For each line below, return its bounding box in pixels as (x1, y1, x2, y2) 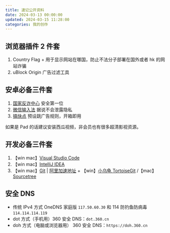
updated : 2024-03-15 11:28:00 (5, 17, 70, 22)
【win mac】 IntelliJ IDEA (12, 161, 65, 167)
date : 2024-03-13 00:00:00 (5, 12, 63, 17)
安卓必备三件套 (5, 85, 53, 95)
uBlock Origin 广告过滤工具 (12, 69, 70, 76)
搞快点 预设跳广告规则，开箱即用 (12, 113, 82, 119)
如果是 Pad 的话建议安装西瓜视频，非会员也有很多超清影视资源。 (5, 124, 141, 130)
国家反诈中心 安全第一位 (12, 100, 64, 106)
